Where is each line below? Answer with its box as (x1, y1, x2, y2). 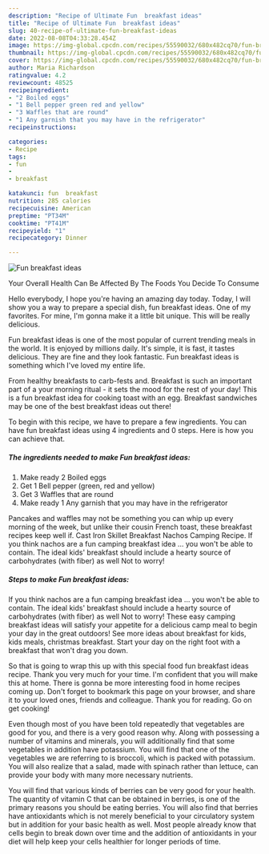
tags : (8, 153, 26, 161)
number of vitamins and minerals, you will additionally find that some (8, 736, 235, 746)
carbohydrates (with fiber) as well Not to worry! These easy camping (8, 611, 236, 621)
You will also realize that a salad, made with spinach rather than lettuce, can (8, 762, 259, 772)
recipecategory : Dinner (8, 234, 88, 243)
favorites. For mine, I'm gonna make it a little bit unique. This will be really (8, 311, 251, 321)
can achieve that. (8, 434, 66, 444)
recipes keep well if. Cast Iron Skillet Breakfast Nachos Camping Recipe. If (8, 531, 253, 540)
